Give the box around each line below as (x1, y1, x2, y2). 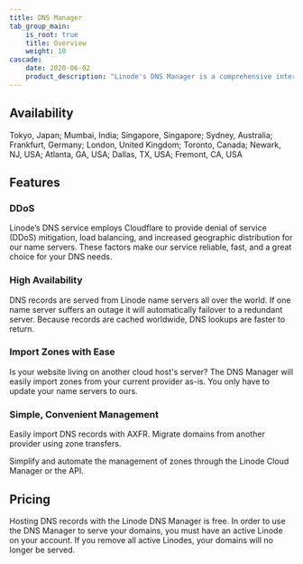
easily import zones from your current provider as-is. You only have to (9, 376, 271, 387)
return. (9, 323, 34, 334)
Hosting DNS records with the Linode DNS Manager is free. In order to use (9, 515, 286, 526)
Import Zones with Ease (9, 345, 115, 358)
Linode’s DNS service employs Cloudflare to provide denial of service (9, 222, 268, 233)
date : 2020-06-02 (25, 64, 91, 73)
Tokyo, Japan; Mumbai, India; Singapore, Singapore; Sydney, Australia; (9, 129, 273, 140)
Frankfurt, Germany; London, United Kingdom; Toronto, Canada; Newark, (9, 139, 281, 150)
